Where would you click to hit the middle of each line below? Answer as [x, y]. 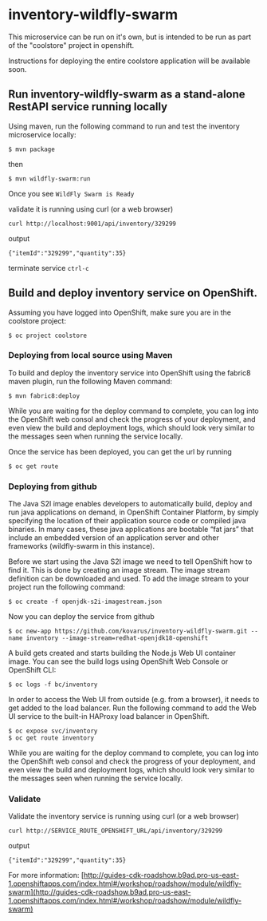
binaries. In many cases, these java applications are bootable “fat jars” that [131, 530]
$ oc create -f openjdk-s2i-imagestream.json [85, 602]
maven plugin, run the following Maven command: [90, 381]
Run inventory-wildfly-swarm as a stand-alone [127, 95]
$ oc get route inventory [51, 738]
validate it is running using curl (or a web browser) [91, 208]
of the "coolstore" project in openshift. [71, 45]
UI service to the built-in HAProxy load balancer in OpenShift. [109, 717]
